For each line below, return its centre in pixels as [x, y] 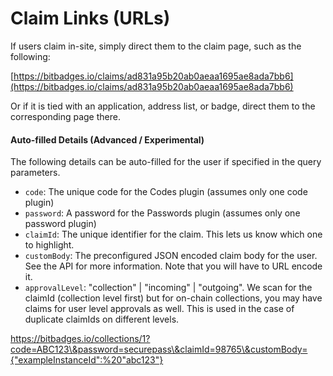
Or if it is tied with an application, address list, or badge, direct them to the [163, 106]
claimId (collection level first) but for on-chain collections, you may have [173, 298]
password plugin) [60, 224]
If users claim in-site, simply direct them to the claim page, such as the [156, 46]
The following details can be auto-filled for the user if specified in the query [166, 162]
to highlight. [49, 245]
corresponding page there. [65, 116]
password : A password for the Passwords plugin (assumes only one [162, 213]
